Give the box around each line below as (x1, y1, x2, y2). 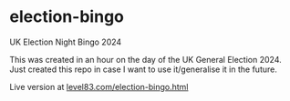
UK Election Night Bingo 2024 (9, 36, 122, 47)
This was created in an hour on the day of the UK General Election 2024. (9, 54, 282, 65)
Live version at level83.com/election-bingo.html (9, 81, 189, 92)
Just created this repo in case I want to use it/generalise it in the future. (9, 64, 278, 75)
